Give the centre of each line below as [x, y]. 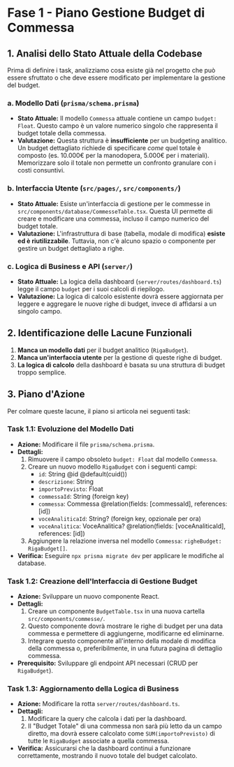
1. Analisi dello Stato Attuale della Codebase [105, 53]
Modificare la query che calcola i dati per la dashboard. [107, 719]
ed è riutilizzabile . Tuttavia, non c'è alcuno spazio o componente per [117, 241]
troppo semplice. [42, 372]
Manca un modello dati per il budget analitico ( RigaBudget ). [103, 350]
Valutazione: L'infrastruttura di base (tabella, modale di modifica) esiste [121, 233]
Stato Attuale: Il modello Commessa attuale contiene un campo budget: [117, 118]
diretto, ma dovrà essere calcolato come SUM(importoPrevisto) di [121, 733]
